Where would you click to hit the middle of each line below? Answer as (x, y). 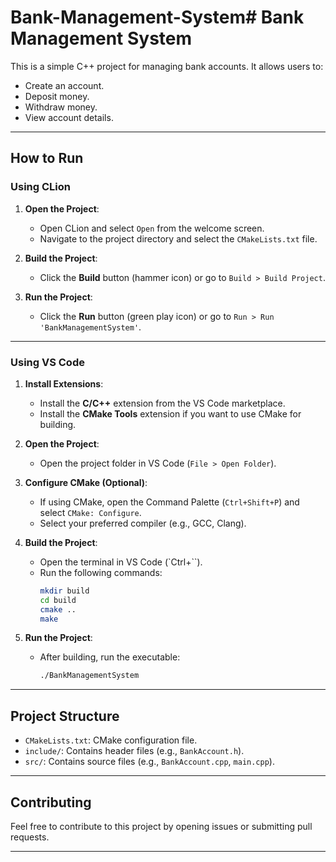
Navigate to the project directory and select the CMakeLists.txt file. (178, 238)
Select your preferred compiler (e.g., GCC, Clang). (143, 523)
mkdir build (64, 591)
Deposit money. (57, 96)
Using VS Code (47, 362)
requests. (30, 837)
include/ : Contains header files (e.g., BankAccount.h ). (134, 751)
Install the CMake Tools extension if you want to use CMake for (170, 413)
